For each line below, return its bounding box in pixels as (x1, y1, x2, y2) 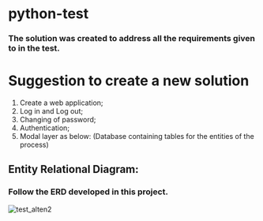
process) (19, 140, 49, 150)
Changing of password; (19, 115, 96, 125)
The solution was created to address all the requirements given (8, 33, 255, 44)
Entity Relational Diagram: (8, 163, 140, 176)
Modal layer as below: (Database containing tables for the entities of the (19, 132, 254, 141)
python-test (8, 5, 89, 23)
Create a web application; (19, 98, 104, 107)
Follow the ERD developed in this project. (8, 186, 168, 197)
